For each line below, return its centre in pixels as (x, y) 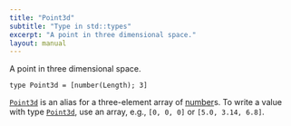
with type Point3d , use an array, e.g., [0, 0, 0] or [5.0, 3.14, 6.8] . (137, 112)
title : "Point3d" (42, 18)
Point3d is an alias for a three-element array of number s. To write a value (146, 102)
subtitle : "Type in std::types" (70, 26)
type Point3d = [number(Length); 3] (78, 86)
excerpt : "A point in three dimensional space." (103, 34)
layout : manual (38, 43)
